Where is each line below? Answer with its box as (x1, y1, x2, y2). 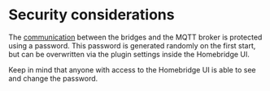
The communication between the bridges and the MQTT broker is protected (8, 32, 263, 42)
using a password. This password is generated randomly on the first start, (8, 40, 256, 50)
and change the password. (8, 73, 98, 83)
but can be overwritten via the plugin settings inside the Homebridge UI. (8, 49, 250, 59)
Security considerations (8, 6, 175, 24)
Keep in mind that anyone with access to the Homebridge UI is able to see (8, 64, 256, 74)
